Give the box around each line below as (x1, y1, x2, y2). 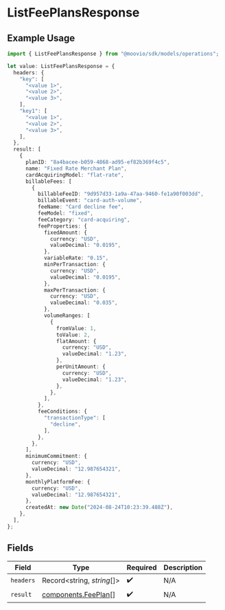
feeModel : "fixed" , (37, 210, 94, 217)
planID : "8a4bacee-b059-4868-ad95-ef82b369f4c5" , (25, 159, 170, 166)
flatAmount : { (56, 338, 97, 345)
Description (163, 563, 203, 572)
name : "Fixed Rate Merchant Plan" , (25, 165, 128, 172)
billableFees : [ (25, 177, 72, 185)
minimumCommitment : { (25, 453, 88, 460)
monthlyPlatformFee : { (25, 478, 91, 486)
